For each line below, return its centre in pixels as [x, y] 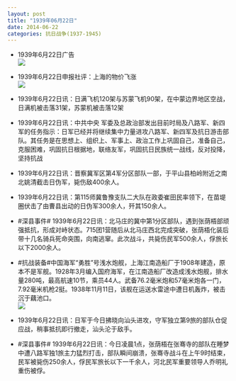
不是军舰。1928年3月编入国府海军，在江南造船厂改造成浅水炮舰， [120, 272]
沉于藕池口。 [36, 298]
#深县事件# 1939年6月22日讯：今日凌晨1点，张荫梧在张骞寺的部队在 [117, 344]
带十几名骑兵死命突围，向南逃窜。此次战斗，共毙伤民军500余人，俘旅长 [123, 239]
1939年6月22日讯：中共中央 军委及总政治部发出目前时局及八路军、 [115, 123]
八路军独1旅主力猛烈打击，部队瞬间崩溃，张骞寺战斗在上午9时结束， [130, 353]
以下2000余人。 [41, 248]
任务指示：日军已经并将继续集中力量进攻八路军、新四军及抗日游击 [127, 132]
